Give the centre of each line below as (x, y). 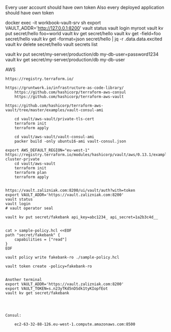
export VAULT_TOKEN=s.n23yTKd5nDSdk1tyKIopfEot (57, 289)
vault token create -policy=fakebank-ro (49, 266)
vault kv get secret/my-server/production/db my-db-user (65, 60)
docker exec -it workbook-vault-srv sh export (53, 23)
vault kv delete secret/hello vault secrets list (51, 44)
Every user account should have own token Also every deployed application (85, 7)
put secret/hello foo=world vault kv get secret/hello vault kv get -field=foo (83, 33)
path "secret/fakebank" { (33, 235)
